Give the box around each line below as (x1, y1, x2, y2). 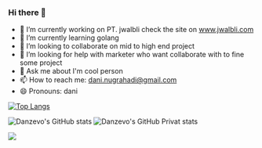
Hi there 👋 (8, 7, 47, 18)
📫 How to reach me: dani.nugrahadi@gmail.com (19, 75, 177, 85)
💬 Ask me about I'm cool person (19, 67, 123, 76)
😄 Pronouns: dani (19, 86, 78, 96)
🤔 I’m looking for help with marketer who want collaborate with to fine (19, 50, 245, 60)
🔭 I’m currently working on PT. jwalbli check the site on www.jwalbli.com (19, 25, 254, 34)
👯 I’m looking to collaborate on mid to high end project (19, 42, 195, 51)
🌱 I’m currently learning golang (19, 33, 119, 42)
